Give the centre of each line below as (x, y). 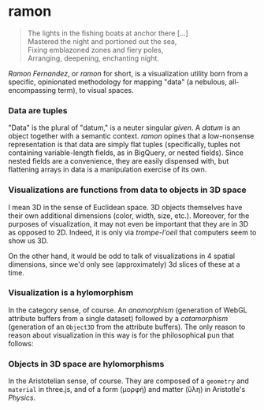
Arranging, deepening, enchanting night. (93, 58)
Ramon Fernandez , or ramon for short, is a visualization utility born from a (128, 73)
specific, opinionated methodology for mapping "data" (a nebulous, (117, 82)
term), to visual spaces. (96, 90)
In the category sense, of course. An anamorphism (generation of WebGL (128, 310)
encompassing (32, 90)
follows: (21, 343)
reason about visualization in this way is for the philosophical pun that (121, 335)
